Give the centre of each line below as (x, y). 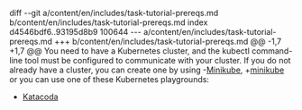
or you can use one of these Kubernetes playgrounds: (110, 79)
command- (272, 51)
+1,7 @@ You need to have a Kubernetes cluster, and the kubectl (130, 51)
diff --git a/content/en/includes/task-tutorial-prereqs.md (114, 13)
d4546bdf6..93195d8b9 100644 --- (75, 32)
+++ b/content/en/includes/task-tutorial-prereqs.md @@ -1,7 (168, 41)
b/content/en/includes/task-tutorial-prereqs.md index (109, 22)
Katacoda (40, 97)
